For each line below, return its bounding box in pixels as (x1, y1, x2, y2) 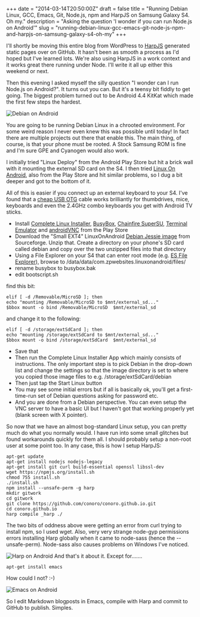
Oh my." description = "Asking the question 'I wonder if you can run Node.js (6, 18, 192, 25)
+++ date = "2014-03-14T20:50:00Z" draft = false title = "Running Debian (6, 5, 188, 12)
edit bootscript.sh (14, 271, 59, 278)
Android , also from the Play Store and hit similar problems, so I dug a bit (6, 171, 183, 179)
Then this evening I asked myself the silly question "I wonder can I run (6, 79, 179, 86)
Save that (14, 347, 39, 355)
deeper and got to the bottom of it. (6, 178, 91, 185)
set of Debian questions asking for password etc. (38, 392, 159, 399)
